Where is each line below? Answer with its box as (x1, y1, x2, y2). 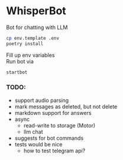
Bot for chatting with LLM (6, 24, 68, 31)
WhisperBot (6, 4, 66, 18)
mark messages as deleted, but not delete (14, 103, 118, 110)
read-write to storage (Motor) (23, 121, 96, 129)
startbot (6, 69, 28, 75)
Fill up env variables (6, 52, 55, 59)
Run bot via (6, 57, 34, 65)
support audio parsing (14, 97, 69, 104)
